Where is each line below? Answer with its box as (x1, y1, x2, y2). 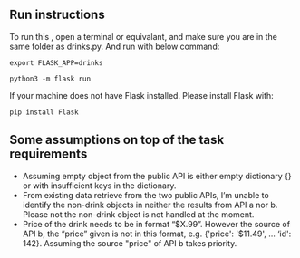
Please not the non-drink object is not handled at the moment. (22, 208, 255, 220)
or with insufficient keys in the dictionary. (22, 180, 177, 191)
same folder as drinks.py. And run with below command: (9, 41, 220, 52)
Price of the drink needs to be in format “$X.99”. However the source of (22, 218, 291, 229)
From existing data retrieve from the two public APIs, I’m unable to (22, 189, 269, 200)
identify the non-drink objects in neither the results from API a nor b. (22, 199, 278, 210)
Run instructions (9, 7, 106, 23)
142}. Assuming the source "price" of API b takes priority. (22, 237, 237, 248)
